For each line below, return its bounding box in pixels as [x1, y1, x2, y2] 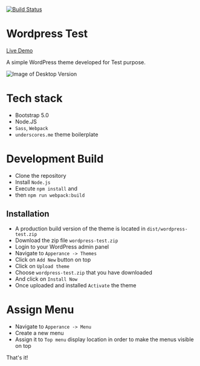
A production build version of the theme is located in [15, 224, 146, 232]
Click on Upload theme [15, 262, 69, 269]
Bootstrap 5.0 [15, 111, 50, 119]
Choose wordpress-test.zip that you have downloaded [15, 269, 152, 276]
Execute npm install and [15, 185, 77, 192]
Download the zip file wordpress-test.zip [15, 237, 118, 244]
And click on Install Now [15, 275, 77, 283]
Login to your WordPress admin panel [15, 243, 109, 250]
